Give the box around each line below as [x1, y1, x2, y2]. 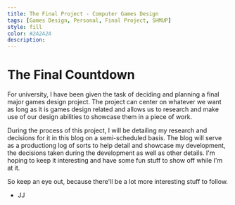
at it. [7, 163, 20, 173]
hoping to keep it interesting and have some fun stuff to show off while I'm [7, 156, 223, 165]
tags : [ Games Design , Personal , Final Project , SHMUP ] [7, 17, 172, 24]
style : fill [7, 23, 42, 30]
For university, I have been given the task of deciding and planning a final [7, 90, 220, 99]
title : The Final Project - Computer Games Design [7, 10, 159, 18]
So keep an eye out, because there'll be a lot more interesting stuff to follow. [7, 178, 229, 186]
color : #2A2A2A [7, 30, 52, 37]
